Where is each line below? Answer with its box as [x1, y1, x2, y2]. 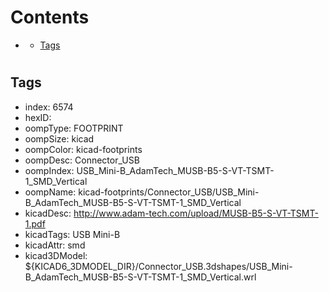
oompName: [24, 186, 77, 198]
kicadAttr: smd [24, 239, 86, 251]
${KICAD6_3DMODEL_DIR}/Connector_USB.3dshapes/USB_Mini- [24, 260, 293, 272]
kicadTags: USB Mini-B [24, 228, 121, 240]
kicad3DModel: [24, 249, 88, 261]
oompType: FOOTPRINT [24, 122, 124, 134]
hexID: [24, 111, 52, 123]
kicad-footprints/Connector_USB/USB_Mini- [78, 186, 260, 198]
